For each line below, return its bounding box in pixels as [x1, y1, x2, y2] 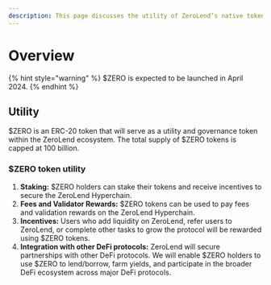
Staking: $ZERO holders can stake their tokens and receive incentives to [19, 182, 262, 192]
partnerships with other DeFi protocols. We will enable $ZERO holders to [19, 250, 261, 260]
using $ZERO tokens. [19, 233, 90, 242]
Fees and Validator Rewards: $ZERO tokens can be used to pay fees [19, 199, 250, 209]
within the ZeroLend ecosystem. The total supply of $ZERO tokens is [8, 134, 236, 145]
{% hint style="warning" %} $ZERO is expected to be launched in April [8, 73, 244, 83]
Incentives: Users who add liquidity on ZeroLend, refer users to [19, 216, 232, 225]
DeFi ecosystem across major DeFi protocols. [19, 267, 172, 277]
